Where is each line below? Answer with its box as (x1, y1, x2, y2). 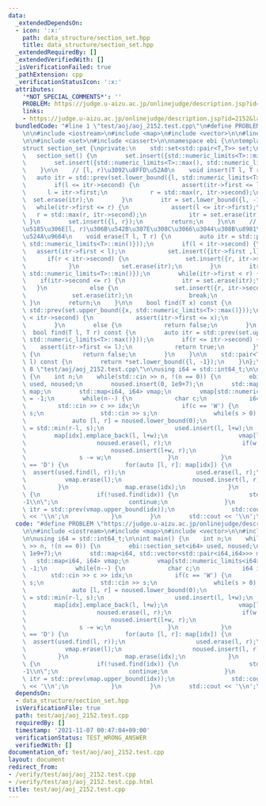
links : (22, 108, 44, 116)
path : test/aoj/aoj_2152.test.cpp (15, 712, 129, 720)
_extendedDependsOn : (15, 19, 83, 27)
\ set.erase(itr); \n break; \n (22, 292, 218, 300)
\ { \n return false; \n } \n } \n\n (22, 350, 207, 359)
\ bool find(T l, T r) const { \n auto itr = (22, 328, 200, 337)
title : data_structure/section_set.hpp (22, 41, 154, 49)
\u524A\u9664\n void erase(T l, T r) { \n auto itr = (22, 233, 236, 241)
